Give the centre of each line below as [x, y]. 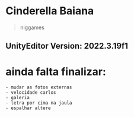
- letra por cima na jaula [39, 103]
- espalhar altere [28, 108]
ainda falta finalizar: [56, 72]
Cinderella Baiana [50, 11]
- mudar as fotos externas [39, 87]
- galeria [18, 98]
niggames [32, 27]
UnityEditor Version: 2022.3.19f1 [67, 46]
